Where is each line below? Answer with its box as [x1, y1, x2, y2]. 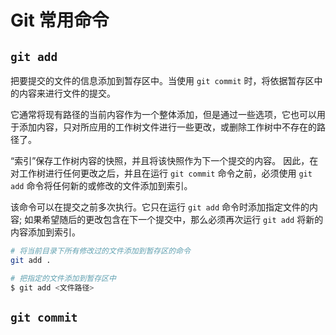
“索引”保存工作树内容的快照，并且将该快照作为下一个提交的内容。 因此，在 [10, 155, 319, 166]
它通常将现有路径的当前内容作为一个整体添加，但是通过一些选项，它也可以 [10, 109, 317, 120]
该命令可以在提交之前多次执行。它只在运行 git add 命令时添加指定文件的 [10, 201, 310, 213]
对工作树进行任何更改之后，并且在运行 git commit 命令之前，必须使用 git [10, 167, 313, 179]
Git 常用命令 [10, 9, 110, 32]
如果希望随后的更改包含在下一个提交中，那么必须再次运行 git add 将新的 [24, 214, 324, 225]
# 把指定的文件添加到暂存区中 [10, 273, 117, 283]
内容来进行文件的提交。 [18, 87, 116, 99]
